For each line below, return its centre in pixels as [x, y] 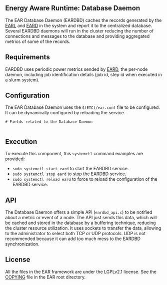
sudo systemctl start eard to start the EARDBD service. [70, 169]
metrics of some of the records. [38, 41]
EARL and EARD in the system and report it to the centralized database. [79, 25]
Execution [21, 142]
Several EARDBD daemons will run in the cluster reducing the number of [79, 31]
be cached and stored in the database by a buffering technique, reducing [80, 223]
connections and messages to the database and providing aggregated [77, 36]
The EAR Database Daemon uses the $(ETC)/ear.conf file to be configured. [82, 107]
